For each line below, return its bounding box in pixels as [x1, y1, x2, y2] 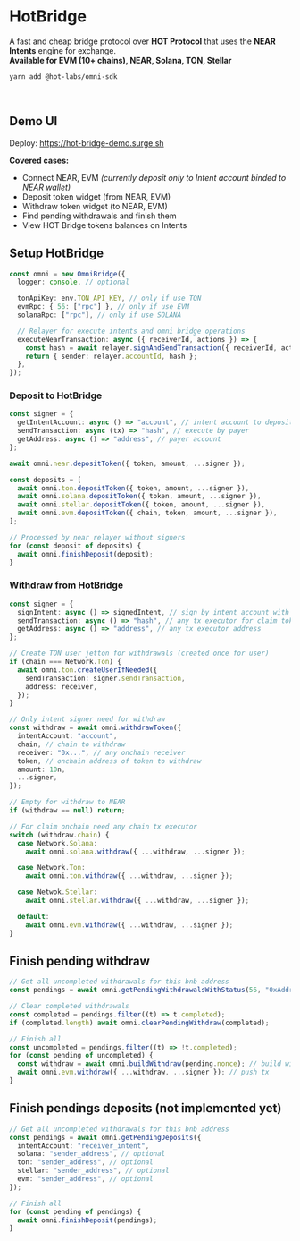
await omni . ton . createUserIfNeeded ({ [17, 665, 158, 675]
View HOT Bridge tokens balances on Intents [21, 219, 187, 230]
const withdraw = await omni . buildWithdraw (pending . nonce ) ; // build [17, 1059, 281, 1068]
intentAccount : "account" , [17, 732, 118, 741]
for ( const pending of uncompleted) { [9, 1051, 154, 1060]
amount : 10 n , [17, 765, 66, 774]
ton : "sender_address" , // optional [17, 1158, 154, 1167]
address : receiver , [25, 682, 98, 691]
